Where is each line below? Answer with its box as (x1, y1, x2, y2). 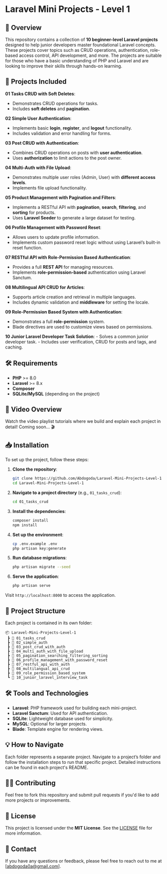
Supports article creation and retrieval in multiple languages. (12, 294, 136, 300)
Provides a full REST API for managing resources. (12, 264, 114, 270)
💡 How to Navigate (5, 740, 64, 749)
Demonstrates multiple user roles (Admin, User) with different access (12, 174, 156, 180)
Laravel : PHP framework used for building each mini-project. (12, 704, 138, 711)
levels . (12, 179, 26, 185)
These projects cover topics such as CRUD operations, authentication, (5, 47, 149, 53)
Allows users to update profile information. (12, 234, 100, 240)
